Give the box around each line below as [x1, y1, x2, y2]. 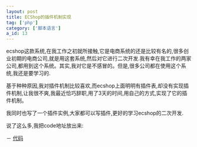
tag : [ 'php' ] [6, 19, 38, 25]
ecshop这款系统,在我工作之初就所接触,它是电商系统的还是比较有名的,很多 [6, 48, 184, 55]
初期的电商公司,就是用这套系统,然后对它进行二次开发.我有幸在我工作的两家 [11, 55, 192, 62]
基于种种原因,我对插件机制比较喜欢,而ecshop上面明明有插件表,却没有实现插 [6, 82, 189, 89]
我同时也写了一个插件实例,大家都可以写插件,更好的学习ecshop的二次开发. [6, 110, 184, 117]
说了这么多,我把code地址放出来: [6, 122, 84, 129]
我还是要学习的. [12, 70, 51, 77]
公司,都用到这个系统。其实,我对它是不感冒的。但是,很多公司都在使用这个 [6, 63, 182, 70]
